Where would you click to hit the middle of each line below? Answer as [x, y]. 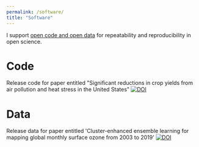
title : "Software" [30, 18]
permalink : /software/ [35, 12]
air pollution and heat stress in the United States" [68, 90]
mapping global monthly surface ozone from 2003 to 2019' [80, 137]
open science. [24, 41]
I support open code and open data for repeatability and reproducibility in [99, 35]
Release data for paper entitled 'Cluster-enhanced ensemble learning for [98, 131]
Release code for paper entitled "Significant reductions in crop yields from [100, 83]
